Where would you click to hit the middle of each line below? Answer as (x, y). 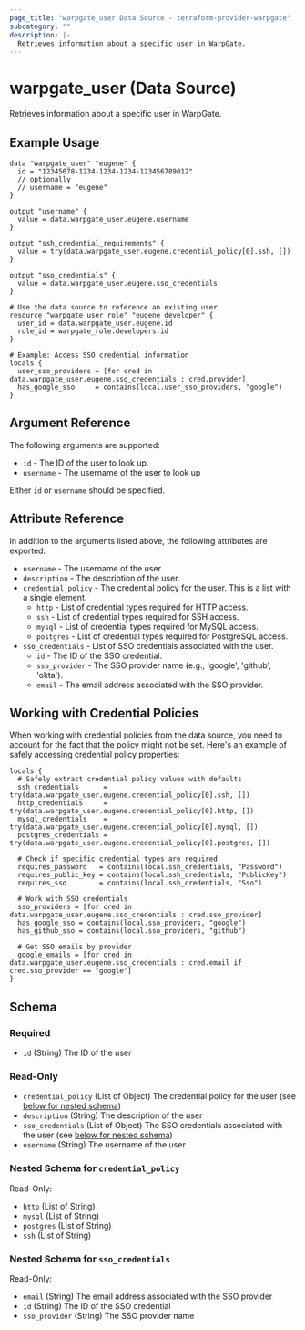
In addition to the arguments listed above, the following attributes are (138, 540)
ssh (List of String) (57, 1235)
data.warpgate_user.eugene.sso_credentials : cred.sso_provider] (136, 915)
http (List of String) (59, 1206)
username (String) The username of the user (104, 1145)
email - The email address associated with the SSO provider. (150, 685)
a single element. (55, 597)
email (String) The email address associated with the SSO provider (147, 1296)
